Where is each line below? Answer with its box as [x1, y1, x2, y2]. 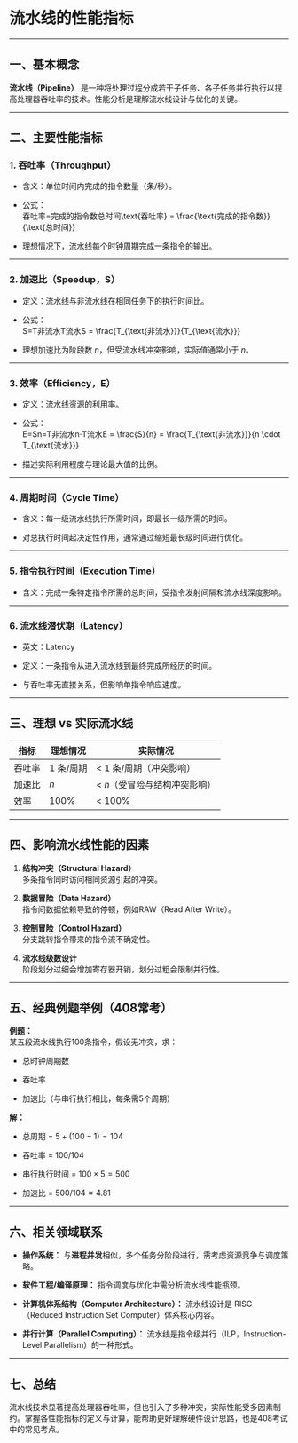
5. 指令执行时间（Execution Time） [9, 565, 161, 577]
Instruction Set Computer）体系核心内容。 [65, 1310, 219, 1320]
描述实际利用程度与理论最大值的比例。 [21, 459, 162, 470]
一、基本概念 [9, 57, 80, 72]
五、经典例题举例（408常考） [9, 1000, 173, 1015]
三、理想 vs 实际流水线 [9, 716, 134, 731]
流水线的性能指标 [9, 8, 135, 28]
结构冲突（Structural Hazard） [21, 862, 137, 873]
